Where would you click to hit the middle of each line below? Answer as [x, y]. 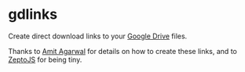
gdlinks [33, 14]
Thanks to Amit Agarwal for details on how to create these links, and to [122, 51]
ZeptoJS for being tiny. [45, 59]
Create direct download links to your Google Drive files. [98, 36]
